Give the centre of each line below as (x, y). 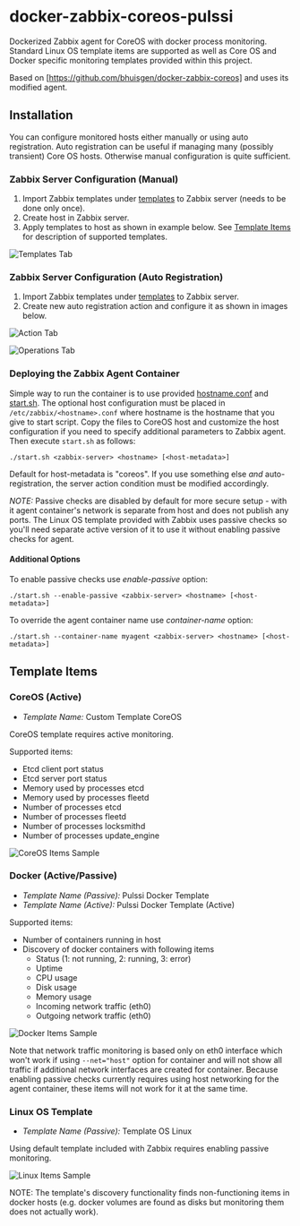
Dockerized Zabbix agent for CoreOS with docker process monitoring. (138, 41)
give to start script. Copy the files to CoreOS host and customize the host (144, 422)
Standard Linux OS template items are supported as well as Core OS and (143, 50)
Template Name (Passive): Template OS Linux (107, 1131)
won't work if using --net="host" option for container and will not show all (146, 1059)
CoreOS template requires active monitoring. (92, 734)
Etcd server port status (64, 778)
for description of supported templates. (95, 237)
